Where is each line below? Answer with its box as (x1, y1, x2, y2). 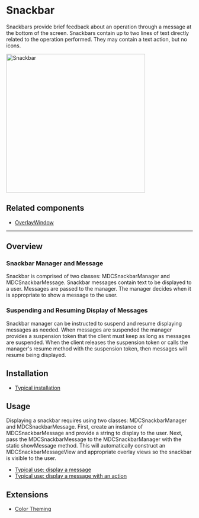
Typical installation (14, 384, 60, 391)
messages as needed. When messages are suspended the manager (6, 326, 172, 333)
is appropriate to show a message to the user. (6, 291, 118, 299)
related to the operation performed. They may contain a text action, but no (6, 36, 188, 43)
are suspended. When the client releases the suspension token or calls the (6, 339, 188, 346)
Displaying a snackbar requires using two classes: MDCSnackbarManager (6, 417, 187, 424)
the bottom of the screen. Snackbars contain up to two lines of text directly (6, 29, 190, 36)
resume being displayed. (6, 351, 66, 358)
